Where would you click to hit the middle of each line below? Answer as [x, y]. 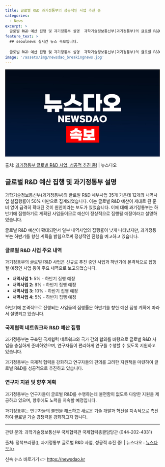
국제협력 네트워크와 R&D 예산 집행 [43, 328]
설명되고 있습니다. [27, 314]
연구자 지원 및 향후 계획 [31, 382]
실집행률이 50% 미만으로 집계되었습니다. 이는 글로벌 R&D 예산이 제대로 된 [81, 201]
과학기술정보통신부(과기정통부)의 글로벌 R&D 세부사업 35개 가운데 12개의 [75, 195]
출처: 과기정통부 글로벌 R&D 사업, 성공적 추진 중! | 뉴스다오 [61, 165]
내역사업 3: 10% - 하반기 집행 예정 [45, 291]
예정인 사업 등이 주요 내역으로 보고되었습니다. [54, 268]
